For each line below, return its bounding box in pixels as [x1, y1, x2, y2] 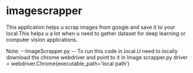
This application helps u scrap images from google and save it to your [6, 24, 175, 31]
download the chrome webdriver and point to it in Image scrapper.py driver [6, 54, 188, 61]
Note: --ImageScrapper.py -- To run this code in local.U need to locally [6, 47, 178, 54]
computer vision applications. [6, 36, 78, 43]
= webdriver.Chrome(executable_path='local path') [6, 60, 130, 67]
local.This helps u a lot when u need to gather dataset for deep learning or [6, 29, 186, 36]
